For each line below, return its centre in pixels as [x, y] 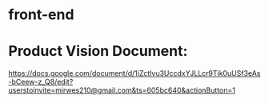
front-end [41, 15]
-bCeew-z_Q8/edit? [41, 82]
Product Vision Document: [98, 51]
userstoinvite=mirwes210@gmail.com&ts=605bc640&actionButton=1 [122, 90]
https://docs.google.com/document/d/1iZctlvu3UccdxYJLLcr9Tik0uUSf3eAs [134, 73]
